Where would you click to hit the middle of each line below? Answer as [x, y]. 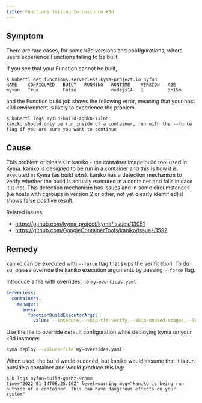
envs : [29, 309]
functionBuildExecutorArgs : [63, 315]
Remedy [22, 249]
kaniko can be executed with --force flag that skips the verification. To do [98, 264]
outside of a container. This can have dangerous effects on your [91, 389]
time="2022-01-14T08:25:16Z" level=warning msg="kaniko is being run [95, 384]
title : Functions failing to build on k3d [60, 12]
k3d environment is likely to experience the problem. [71, 108]
